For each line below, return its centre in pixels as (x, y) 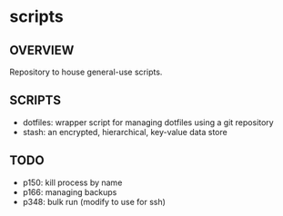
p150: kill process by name (72, 182)
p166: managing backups (70, 191)
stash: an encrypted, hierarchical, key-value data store (125, 132)
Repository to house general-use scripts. (86, 72)
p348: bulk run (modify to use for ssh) (94, 201)
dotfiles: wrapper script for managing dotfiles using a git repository (148, 122)
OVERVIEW (42, 50)
